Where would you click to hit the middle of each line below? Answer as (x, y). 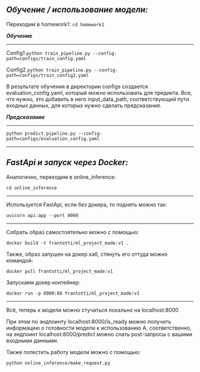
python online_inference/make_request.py (58, 363)
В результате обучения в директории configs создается (77, 86)
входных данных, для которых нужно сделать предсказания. (84, 105)
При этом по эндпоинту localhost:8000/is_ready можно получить (89, 321)
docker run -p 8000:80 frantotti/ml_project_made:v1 (73, 293)
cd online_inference (32, 188)
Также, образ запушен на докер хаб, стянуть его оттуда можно (87, 254)
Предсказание (26, 117)
